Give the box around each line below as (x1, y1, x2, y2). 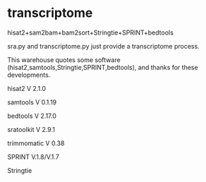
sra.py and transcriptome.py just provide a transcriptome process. (7, 42, 200, 50)
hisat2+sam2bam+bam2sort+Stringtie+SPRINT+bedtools (7, 28, 174, 37)
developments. (7, 71, 51, 79)
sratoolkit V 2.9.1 (7, 125, 55, 133)
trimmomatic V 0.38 (7, 139, 65, 147)
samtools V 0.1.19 (7, 97, 57, 107)
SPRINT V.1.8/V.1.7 (7, 152, 60, 161)
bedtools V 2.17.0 (7, 111, 56, 120)
